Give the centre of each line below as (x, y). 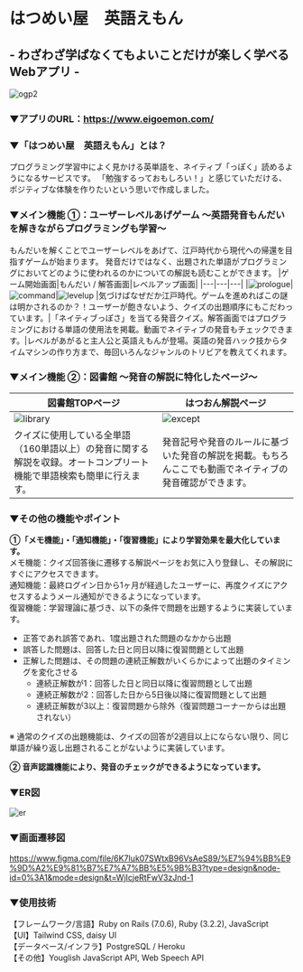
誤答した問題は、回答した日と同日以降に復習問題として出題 (133, 650)
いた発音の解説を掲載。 (212, 455)
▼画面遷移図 (37, 838)
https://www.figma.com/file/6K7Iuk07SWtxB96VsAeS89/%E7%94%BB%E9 (150, 858)
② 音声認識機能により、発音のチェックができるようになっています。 (138, 767)
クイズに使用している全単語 (73, 435)
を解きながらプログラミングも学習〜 (88, 229)
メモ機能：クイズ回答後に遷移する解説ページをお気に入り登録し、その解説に (151, 563)
